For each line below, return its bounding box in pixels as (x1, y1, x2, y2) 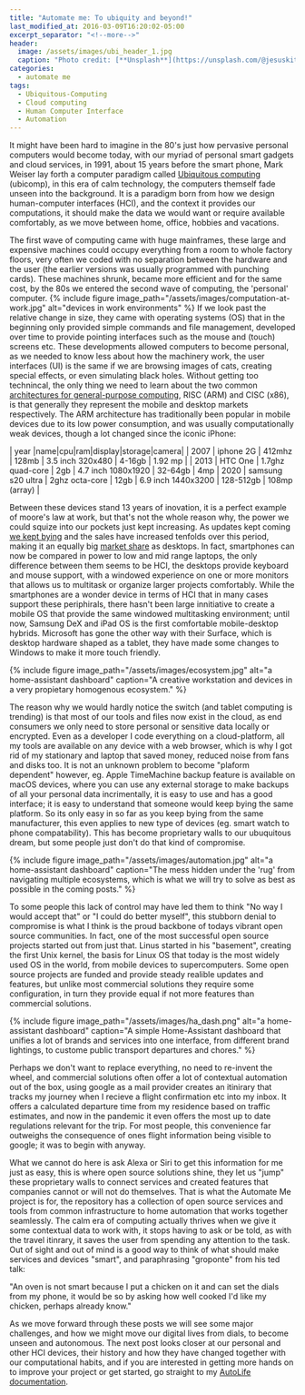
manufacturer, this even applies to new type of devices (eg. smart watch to (9, 818, 290, 829)
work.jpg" (9, 302, 46, 314)
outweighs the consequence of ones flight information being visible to (9, 1130, 271, 1141)
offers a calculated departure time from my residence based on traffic (9, 1101, 271, 1112)
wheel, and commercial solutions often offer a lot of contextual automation (9, 1072, 288, 1083)
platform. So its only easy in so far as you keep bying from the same (9, 808, 264, 819)
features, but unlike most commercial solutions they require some (9, 979, 254, 990)
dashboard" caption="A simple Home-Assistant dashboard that (44, 1026, 281, 1036)
